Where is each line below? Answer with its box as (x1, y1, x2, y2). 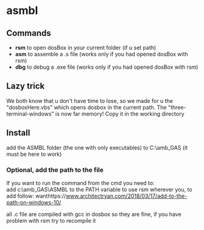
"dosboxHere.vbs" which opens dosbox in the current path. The (6, 103, 167, 111)
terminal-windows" (6, 110, 54, 117)
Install (6, 128, 30, 138)
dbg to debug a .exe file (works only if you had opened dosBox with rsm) (15, 63, 199, 71)
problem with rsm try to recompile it (6, 217, 96, 224)
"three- (167, 103, 187, 111)
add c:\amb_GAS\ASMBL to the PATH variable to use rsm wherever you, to (6, 186, 193, 193)
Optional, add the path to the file (6, 166, 104, 174)
